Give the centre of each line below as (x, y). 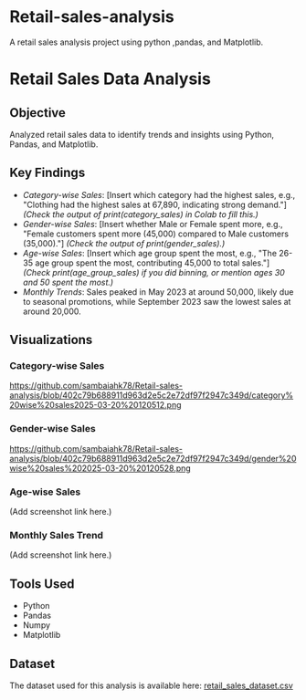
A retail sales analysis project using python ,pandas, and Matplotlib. (137, 42)
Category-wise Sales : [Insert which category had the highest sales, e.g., (159, 194)
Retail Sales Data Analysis (111, 79)
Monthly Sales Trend (56, 535)
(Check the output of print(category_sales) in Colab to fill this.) (140, 214)
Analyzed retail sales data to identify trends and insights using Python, (142, 134)
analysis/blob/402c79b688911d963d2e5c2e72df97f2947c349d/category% (152, 395)
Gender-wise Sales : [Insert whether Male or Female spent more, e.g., (153, 224)
